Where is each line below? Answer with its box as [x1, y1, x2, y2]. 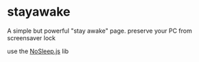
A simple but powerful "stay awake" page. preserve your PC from [7, 27, 192, 35]
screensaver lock [7, 33, 56, 42]
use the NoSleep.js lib [7, 47, 69, 55]
